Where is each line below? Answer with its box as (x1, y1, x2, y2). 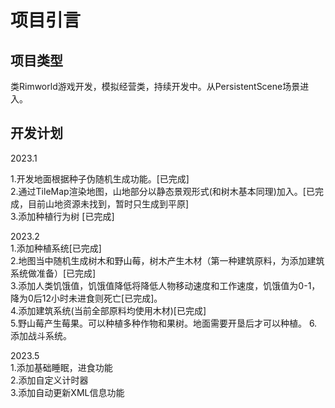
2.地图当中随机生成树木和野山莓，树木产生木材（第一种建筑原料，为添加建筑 (10, 254, 325, 266)
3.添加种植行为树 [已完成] (10, 210, 115, 222)
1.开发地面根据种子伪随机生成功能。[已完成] (10, 172, 190, 185)
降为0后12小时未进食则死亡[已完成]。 (10, 292, 163, 304)
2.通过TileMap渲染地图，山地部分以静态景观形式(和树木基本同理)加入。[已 (10, 185, 315, 197)
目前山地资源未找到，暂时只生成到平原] (27, 197, 190, 210)
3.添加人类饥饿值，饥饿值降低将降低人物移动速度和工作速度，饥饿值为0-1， (10, 279, 321, 291)
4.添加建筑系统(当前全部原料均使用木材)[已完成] (10, 304, 207, 316)
